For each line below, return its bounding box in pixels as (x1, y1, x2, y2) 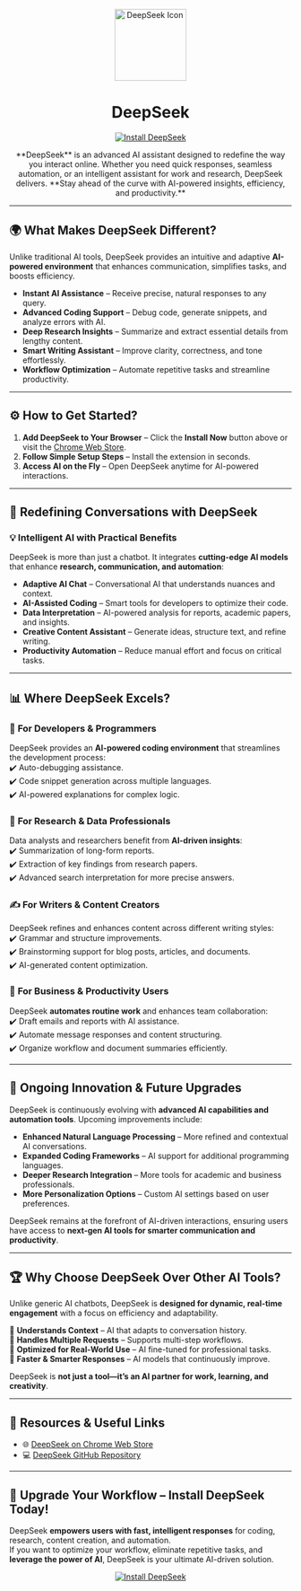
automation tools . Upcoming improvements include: (9, 1113, 203, 1124)
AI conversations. (21, 1140, 87, 1151)
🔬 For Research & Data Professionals (9, 814, 171, 827)
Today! (9, 1501, 49, 1516)
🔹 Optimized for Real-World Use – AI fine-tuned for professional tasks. (9, 1344, 271, 1355)
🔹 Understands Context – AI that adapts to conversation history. (9, 1325, 247, 1336)
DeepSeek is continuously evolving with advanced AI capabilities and (9, 1104, 269, 1115)
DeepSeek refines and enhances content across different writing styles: (9, 922, 275, 933)
